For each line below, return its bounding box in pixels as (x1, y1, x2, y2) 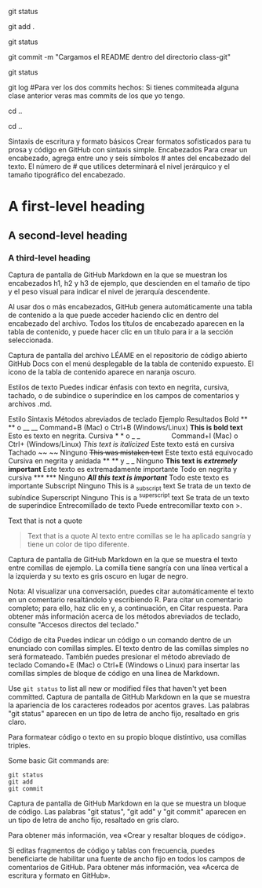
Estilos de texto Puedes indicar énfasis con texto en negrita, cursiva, (8, 382, 230, 392)
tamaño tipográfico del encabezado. (8, 170, 126, 179)
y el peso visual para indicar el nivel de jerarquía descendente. (8, 287, 210, 296)
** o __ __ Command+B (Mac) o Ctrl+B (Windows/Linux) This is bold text (8, 422, 243, 432)
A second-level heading (8, 228, 128, 242)
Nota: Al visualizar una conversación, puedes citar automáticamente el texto (8, 587, 254, 596)
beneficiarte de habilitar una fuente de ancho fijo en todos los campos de (8, 854, 246, 864)
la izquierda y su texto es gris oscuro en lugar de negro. (8, 572, 188, 581)
